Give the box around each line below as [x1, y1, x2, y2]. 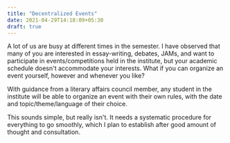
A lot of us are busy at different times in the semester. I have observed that [7, 42, 220, 51]
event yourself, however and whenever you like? [7, 71, 145, 80]
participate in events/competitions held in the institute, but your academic [7, 57, 218, 65]
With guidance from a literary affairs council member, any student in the [7, 85, 213, 94]
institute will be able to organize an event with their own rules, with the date [7, 92, 223, 101]
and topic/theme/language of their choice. [7, 100, 128, 108]
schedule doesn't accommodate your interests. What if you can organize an [7, 64, 224, 73]
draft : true [7, 23, 42, 30]
